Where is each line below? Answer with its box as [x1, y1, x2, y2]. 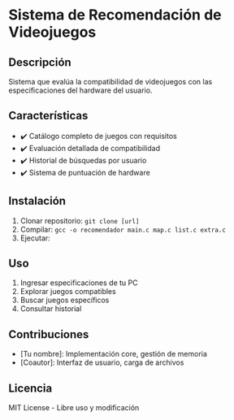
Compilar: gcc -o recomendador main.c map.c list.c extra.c [19, 224, 226, 234]
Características [8, 109, 89, 123]
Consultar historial [19, 304, 82, 314]
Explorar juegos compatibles [19, 287, 116, 297]
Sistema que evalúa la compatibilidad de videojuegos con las [8, 77, 213, 86]
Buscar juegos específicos [19, 295, 110, 305]
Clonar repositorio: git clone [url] [19, 215, 140, 225]
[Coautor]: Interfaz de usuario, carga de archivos [19, 357, 184, 367]
